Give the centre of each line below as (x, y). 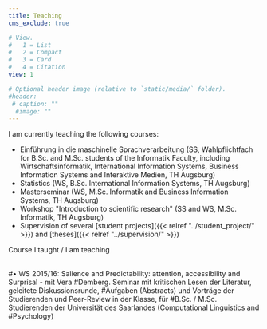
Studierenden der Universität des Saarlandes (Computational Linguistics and (134, 307)
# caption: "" (35, 104)
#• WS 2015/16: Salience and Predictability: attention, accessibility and (124, 274)
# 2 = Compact (35, 53)
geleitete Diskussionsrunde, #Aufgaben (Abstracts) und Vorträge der (122, 291)
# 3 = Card (30, 60)
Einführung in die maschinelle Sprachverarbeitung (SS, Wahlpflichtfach (136, 149)
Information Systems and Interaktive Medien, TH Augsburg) (118, 175)
